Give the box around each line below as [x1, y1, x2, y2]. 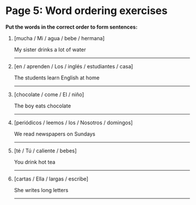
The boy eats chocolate [13, 102, 71, 109]
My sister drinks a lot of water [13, 46, 86, 53]
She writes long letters [13, 186, 68, 193]
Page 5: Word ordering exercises [5, 4, 168, 18]
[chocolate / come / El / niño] [13, 91, 84, 98]
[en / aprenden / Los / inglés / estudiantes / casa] [13, 62, 133, 70]
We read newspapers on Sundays [13, 130, 96, 137]
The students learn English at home [13, 74, 100, 81]
